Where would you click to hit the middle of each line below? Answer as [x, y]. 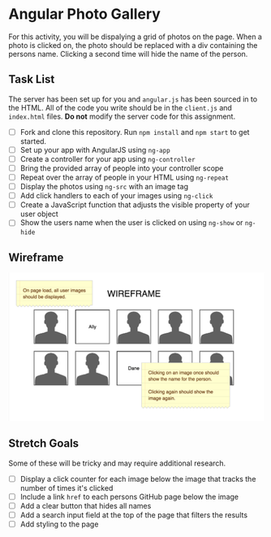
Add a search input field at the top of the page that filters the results [134, 515]
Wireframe [36, 257]
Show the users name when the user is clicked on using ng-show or [131, 223]
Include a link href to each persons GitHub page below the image [129, 496]
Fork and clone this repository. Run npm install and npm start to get [135, 132]
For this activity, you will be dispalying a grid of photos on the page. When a [135, 37]
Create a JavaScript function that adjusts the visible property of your [135, 205]
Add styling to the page [59, 524]
